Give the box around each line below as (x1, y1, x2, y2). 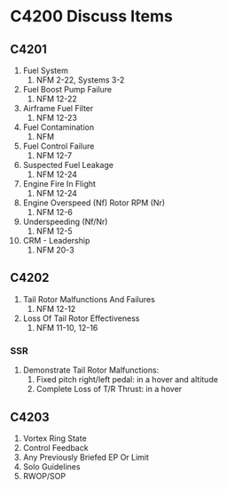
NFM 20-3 (35, 244, 74, 255)
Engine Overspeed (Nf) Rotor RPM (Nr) (22, 197, 166, 208)
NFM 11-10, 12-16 (35, 322, 98, 333)
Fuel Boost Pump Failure (22, 84, 113, 94)
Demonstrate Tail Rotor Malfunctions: (22, 365, 160, 375)
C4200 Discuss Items (10, 6, 174, 27)
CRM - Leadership (22, 236, 90, 245)
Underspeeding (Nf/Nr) (22, 216, 108, 227)
